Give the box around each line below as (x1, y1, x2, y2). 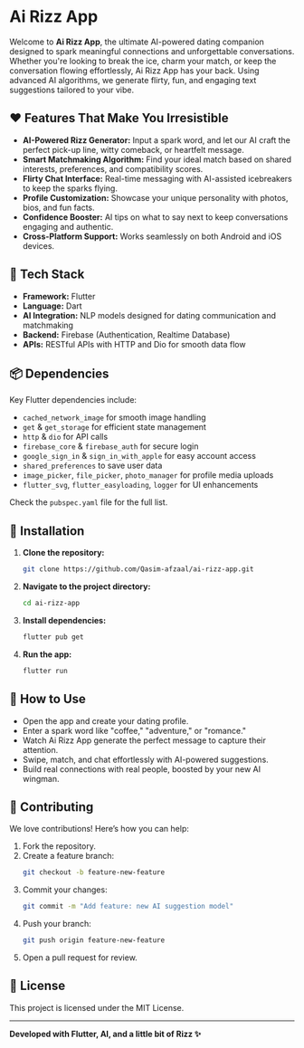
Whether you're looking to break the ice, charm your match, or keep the (9, 55, 277, 66)
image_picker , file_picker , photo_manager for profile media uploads (22, 470, 274, 481)
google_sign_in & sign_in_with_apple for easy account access (22, 451, 256, 462)
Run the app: (22, 649, 72, 660)
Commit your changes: (22, 884, 108, 895)
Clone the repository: (22, 548, 105, 558)
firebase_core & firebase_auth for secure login (22, 441, 199, 452)
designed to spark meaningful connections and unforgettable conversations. (9, 45, 295, 56)
